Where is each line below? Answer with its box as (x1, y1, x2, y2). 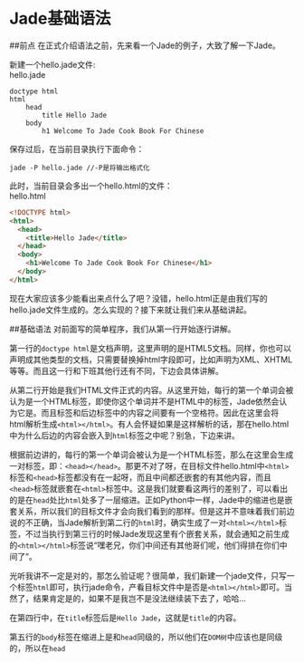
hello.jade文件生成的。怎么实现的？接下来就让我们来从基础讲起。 (9, 304, 252, 315)
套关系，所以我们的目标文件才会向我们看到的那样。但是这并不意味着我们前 (9, 505, 287, 516)
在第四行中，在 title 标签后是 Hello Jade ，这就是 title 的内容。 (9, 612, 242, 623)
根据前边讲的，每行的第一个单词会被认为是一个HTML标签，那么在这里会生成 (9, 449, 294, 460)
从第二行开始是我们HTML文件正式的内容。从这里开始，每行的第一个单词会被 (9, 384, 294, 395)
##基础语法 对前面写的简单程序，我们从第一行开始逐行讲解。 (9, 323, 236, 334)
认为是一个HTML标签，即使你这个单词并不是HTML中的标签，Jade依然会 (9, 396, 280, 407)
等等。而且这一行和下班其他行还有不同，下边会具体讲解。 (9, 365, 223, 376)
